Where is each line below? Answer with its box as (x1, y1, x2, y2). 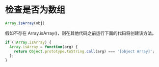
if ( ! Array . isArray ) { (5, 40, 52, 45)
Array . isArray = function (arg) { (9, 44, 78, 49)
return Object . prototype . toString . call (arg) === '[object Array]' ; (14, 49, 155, 54)
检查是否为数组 (5, 4, 66, 16)
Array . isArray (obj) (5, 20, 45, 26)
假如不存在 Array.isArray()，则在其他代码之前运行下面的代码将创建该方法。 (5, 30, 157, 36)
